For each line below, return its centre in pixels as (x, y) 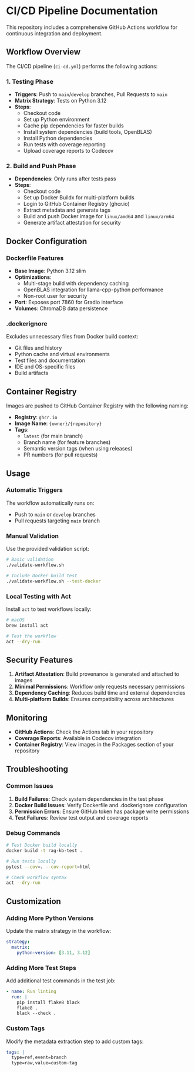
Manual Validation (32, 536)
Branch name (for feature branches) (67, 442)
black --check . (37, 1013)
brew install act (27, 625)
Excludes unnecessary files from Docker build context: (72, 337)
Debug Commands (33, 833)
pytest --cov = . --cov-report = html (48, 867)
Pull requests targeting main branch (57, 521)
